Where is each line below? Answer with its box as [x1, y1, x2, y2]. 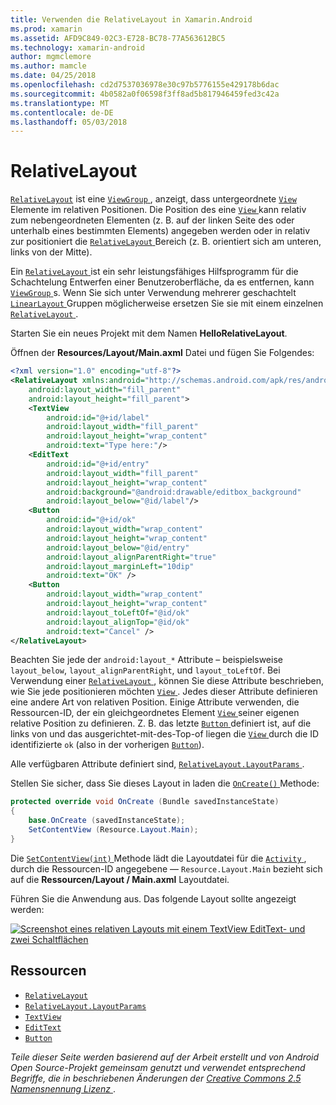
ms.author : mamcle [10, 61, 87, 71]
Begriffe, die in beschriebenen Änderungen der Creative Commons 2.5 [10, 1072, 302, 1084]
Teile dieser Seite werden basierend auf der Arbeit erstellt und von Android [10, 1051, 320, 1063]
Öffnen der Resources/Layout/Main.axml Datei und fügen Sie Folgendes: [10, 347, 315, 359]
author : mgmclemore [10, 52, 92, 62]
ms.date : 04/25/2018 [10, 71, 97, 81]
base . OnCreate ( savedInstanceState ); [28, 816, 186, 826]
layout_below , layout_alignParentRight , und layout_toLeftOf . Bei [10, 664, 281, 676]
